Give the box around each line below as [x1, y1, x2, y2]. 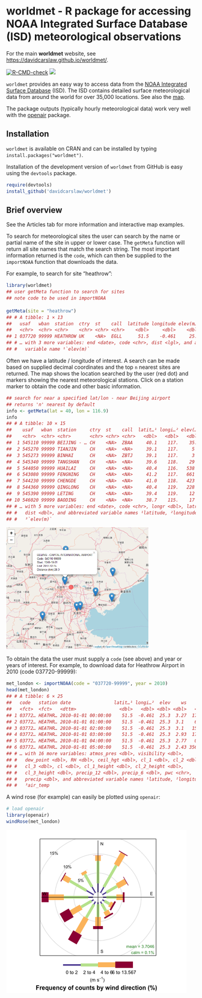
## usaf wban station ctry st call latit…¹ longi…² [6, 427, 179, 433]
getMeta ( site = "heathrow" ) [6, 308, 77, 314]
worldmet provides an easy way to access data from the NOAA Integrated [6, 80, 188, 88]
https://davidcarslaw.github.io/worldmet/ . [6, 56, 109, 63]
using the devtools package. [6, 169, 77, 176]
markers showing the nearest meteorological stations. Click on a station [6, 376, 184, 383]
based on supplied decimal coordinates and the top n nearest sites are [6, 363, 180, 371]
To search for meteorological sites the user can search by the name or [6, 232, 180, 240]
